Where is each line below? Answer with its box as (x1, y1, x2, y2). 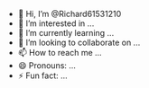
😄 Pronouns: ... (17, 60, 77, 71)
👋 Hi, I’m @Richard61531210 (17, 9, 122, 19)
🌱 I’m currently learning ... (17, 28, 115, 38)
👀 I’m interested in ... (17, 18, 95, 29)
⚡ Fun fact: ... (17, 70, 68, 81)
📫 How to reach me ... (17, 48, 102, 57)
